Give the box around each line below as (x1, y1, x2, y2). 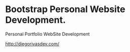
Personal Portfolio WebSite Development (5, 31, 90, 37)
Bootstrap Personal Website (5, 4, 125, 15)
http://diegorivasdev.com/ (5, 40, 60, 46)
